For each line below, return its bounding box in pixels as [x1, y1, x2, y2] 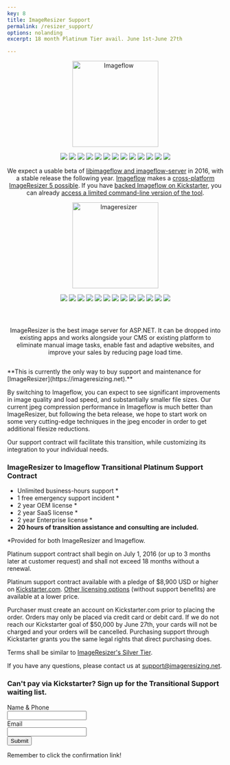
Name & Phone [7, 703, 49, 711]
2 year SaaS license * [16, 508, 78, 517]
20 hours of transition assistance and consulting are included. [16, 524, 199, 532]
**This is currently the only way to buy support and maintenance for [7, 367, 201, 376]
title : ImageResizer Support [7, 17, 91, 23]
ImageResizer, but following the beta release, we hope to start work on [7, 410, 207, 418]
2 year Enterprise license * [16, 516, 93, 524]
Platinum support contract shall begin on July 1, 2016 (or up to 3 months [7, 550, 211, 558]
